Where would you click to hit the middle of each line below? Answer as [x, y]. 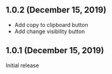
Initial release [22, 65]
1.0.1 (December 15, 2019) [55, 50]
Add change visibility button [50, 31]
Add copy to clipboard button [51, 24]
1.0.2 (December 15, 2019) [56, 10]
